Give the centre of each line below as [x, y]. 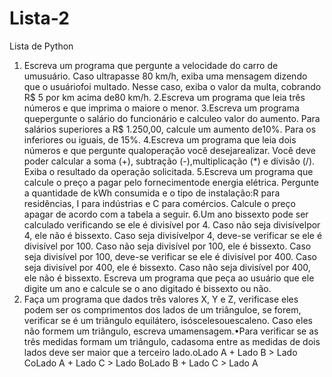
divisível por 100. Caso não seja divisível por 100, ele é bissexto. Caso [167, 246]
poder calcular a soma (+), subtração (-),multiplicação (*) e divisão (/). [169, 161]
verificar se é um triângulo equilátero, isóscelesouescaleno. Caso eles [168, 320]
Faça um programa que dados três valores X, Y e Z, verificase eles [161, 299]
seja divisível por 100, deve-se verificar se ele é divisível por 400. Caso [170, 256]
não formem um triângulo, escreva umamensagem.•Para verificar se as [171, 331]
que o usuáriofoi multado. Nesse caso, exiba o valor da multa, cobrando [172, 86]
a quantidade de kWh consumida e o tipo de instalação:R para [152, 193]
